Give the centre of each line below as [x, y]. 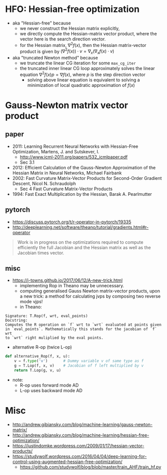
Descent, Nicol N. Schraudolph [44, 183]
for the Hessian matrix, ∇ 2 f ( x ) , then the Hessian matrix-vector [83, 44]
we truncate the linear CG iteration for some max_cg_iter [78, 63]
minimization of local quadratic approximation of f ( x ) [81, 85]
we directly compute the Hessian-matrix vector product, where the [88, 33]
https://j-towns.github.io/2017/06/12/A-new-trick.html [68, 280]
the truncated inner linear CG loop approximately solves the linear [87, 68]
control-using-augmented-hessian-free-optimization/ [67, 462]
